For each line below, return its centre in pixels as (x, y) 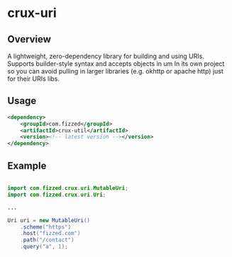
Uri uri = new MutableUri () (49, 220)
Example (27, 165)
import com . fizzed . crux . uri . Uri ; (57, 195)
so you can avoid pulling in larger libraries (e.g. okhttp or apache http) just (115, 71)
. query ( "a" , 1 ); (44, 247)
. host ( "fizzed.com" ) (50, 234)
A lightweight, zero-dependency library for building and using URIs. (106, 56)
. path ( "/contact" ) (47, 240)
